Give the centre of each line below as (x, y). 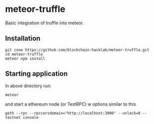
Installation (23, 38)
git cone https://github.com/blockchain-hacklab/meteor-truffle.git (77, 50)
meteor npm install (25, 59)
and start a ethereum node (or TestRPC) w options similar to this (71, 104)
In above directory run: (28, 86)
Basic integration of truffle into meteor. (45, 23)
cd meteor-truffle (24, 54)
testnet (13, 118)
